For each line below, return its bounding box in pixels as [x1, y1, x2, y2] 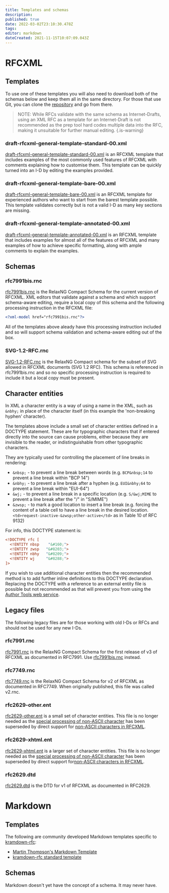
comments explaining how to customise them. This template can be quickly [5, 162, 162, 168]
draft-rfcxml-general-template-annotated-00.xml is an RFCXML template [5, 232, 157, 238]
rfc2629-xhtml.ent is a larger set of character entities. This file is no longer [5, 748, 160, 754]
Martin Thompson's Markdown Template [12, 849, 97, 855]
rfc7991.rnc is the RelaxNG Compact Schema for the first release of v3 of [5, 649, 157, 655]
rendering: [5, 460, 27, 466]
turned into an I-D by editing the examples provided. [5, 168, 114, 174]
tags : [5, 26, 17, 31]
